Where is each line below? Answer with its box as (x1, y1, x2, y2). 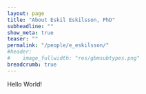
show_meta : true (7, 29, 54, 36)
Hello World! (7, 80, 43, 88)
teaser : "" (7, 36, 39, 43)
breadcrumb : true (7, 61, 57, 68)
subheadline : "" (7, 23, 54, 30)
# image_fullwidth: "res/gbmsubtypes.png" (7, 55, 140, 62)
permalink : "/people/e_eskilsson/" (7, 42, 109, 49)
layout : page (7, 10, 45, 17)
